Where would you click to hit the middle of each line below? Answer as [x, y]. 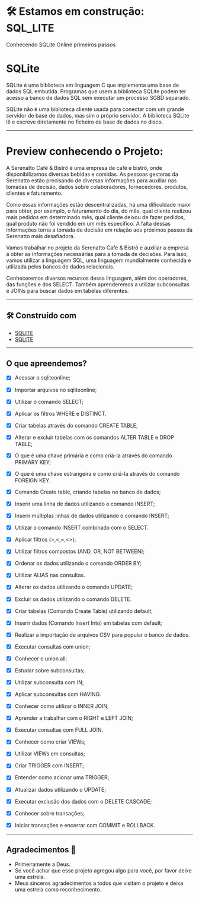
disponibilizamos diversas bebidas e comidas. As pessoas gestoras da [92, 174]
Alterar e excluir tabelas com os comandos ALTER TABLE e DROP [94, 437]
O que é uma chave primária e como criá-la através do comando [94, 456]
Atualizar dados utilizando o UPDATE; [60, 789]
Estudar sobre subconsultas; [49, 670]
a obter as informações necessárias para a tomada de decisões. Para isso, [97, 254]
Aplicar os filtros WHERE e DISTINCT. [60, 413]
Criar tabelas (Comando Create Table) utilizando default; [84, 611]
